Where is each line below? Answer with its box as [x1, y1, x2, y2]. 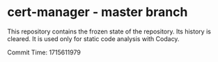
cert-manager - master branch [7, 4, 188, 20]
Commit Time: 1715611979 [7, 48, 81, 56]
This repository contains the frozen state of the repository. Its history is [7, 27, 211, 36]
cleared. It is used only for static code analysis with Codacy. [7, 34, 180, 42]
